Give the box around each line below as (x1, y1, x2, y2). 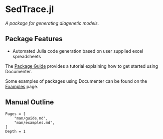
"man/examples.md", (14, 120, 55, 125)
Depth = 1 (5, 129, 26, 134)
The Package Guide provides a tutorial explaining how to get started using (5, 63, 158, 69)
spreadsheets (12, 53, 41, 59)
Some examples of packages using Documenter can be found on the (5, 78, 147, 84)
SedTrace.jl (5, 4, 54, 15)
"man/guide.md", (14, 115, 49, 121)
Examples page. (5, 83, 39, 89)
